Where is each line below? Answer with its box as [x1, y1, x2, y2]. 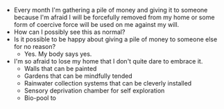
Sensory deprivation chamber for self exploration [24, 86, 165, 95]
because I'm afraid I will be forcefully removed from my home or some [13, 13, 215, 21]
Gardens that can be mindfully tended [24, 72, 133, 80]
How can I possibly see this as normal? [13, 28, 126, 36]
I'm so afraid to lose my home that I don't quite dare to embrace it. [13, 57, 203, 65]
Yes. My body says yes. [24, 50, 92, 58]
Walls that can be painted [24, 65, 97, 72]
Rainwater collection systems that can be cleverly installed [24, 79, 192, 87]
